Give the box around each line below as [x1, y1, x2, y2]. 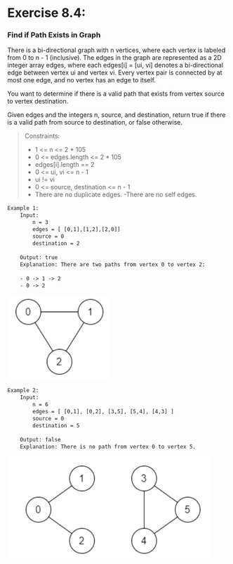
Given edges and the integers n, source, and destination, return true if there [7, 111, 226, 119]
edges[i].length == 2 [34, 161, 95, 169]
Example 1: [7, 205, 39, 212]
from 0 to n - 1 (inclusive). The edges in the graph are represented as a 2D [7, 54, 222, 62]
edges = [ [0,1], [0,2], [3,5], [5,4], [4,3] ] [32, 408, 174, 415]
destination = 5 [32, 422, 80, 430]
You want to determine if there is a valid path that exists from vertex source [7, 89, 225, 98]
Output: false [20, 437, 61, 444]
